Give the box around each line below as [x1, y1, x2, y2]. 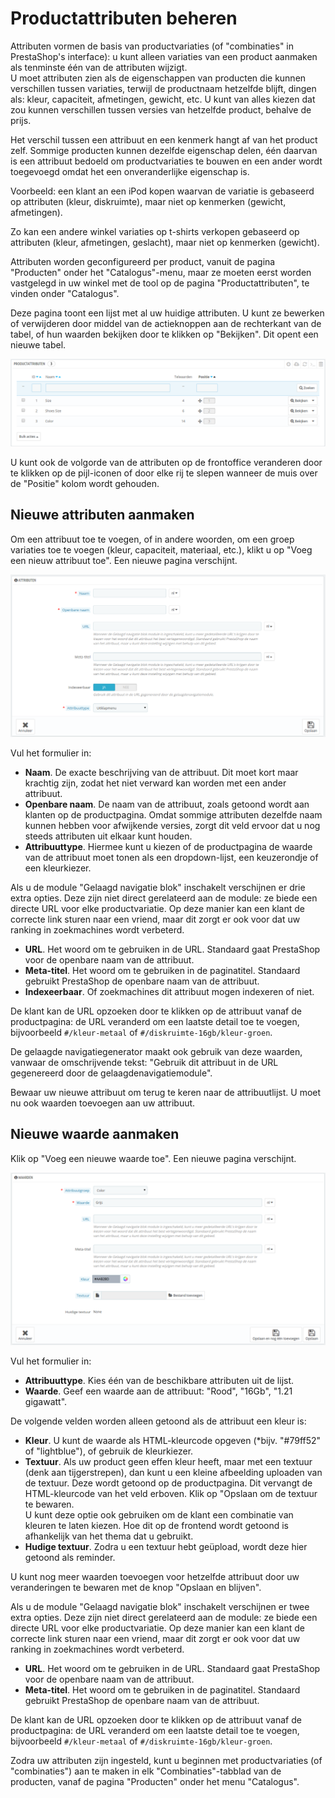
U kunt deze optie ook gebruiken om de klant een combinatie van [24, 1509, 294, 1521]
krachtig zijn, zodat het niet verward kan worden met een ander [24, 777, 287, 789]
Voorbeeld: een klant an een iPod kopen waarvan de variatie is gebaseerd [10, 185, 315, 197]
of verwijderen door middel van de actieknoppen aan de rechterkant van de [10, 317, 322, 329]
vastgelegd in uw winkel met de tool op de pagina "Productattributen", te [10, 277, 310, 289]
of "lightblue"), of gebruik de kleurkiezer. [24, 1445, 194, 1457]
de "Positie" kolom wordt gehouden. [10, 477, 160, 489]
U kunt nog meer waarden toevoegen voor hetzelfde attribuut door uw [10, 1571, 300, 1583]
